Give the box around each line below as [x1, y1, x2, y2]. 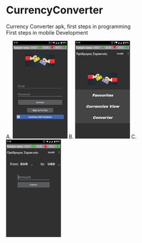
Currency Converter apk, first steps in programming [6, 23, 131, 30]
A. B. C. [6, 133, 137, 140]
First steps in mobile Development [6, 29, 88, 36]
